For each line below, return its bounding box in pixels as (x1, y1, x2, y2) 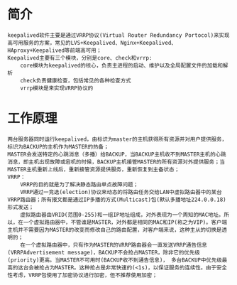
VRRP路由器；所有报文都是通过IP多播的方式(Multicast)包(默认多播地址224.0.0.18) (7, 196, 226, 203)
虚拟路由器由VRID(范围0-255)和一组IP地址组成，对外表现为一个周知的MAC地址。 (20, 211, 225, 218)
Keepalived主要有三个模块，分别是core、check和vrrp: (7, 54, 153, 61)
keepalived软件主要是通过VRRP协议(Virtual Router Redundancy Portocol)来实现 (7, 31, 230, 39)
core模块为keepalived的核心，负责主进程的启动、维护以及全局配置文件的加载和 (20, 62, 224, 69)
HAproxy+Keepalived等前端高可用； (7, 47, 102, 54)
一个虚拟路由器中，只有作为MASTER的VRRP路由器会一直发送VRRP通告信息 (25, 241, 207, 249)
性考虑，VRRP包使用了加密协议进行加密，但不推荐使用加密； (7, 271, 158, 279)
